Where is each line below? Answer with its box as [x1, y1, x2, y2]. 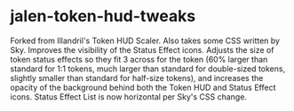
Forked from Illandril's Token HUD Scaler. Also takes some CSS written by [10, 35, 281, 46]
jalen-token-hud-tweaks [10, 6, 196, 26]
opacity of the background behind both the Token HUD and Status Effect [10, 82, 276, 92]
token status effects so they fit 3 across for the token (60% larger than [10, 54, 268, 64]
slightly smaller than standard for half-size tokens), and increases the [10, 72, 264, 83]
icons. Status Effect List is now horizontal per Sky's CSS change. [10, 91, 248, 102]
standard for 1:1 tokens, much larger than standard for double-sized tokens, [10, 63, 286, 74]
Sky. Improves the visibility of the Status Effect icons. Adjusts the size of [10, 44, 274, 55]
